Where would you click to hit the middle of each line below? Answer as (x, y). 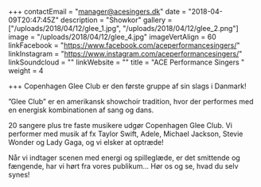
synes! (19, 175)
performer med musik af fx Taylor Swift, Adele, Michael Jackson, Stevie (126, 134)
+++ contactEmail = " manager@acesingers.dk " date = (97, 12)
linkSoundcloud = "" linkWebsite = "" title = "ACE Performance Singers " (127, 62)
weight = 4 (26, 70)
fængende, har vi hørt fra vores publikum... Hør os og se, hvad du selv (123, 166)
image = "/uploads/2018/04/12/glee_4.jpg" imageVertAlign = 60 (112, 37)
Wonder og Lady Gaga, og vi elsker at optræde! (86, 142)
